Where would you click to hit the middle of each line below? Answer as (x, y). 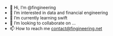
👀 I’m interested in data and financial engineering (59, 13)
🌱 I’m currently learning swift (38, 18)
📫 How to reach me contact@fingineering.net (56, 28)
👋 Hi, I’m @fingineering (33, 8)
